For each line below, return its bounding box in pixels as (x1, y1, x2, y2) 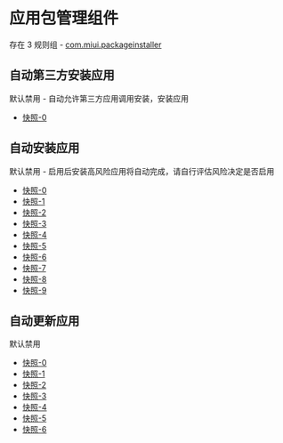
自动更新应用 (9, 313, 80, 328)
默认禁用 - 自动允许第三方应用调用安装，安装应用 (9, 93, 190, 103)
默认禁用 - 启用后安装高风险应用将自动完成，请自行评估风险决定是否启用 (9, 165, 275, 176)
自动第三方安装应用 (9, 68, 115, 83)
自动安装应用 (9, 141, 80, 156)
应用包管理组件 (9, 8, 119, 28)
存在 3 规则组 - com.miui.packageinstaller (9, 39, 162, 50)
